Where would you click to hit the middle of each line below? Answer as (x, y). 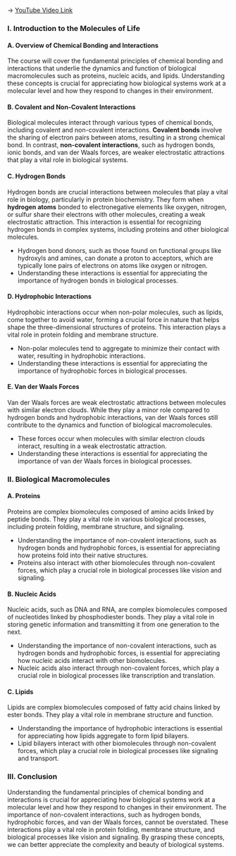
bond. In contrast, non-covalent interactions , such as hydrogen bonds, (111, 145)
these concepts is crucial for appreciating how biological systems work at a (117, 83)
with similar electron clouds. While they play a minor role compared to (108, 410)
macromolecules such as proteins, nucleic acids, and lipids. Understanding (116, 76)
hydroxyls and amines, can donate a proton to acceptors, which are (115, 258)
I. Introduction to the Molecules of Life (74, 28)
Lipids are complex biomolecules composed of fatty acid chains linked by (114, 707)
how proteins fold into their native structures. (83, 555)
